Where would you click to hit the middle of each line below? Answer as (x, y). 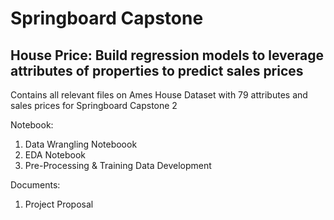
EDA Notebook (55, 155)
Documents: (35, 185)
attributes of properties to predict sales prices (157, 70)
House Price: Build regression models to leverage (167, 55)
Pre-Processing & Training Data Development (118, 165)
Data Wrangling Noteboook (81, 144)
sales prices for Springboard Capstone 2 (94, 105)
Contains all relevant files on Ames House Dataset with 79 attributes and (159, 95)
